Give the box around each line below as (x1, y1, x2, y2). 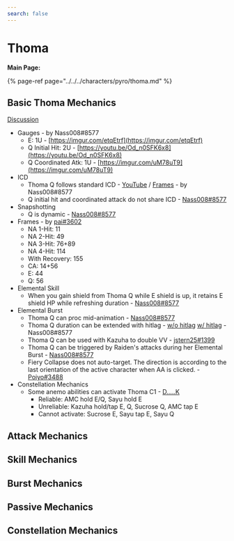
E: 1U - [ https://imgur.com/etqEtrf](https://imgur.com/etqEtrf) (27, 136, 203, 145)
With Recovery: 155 (27, 255, 84, 263)
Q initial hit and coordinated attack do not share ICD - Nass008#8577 (27, 196, 227, 204)
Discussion (7, 116, 39, 124)
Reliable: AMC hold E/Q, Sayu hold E (38, 395, 143, 404)
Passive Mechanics (7, 501, 94, 512)
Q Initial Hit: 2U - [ (27, 143, 80, 152)
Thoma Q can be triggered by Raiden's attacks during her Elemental (27, 343, 223, 352)
